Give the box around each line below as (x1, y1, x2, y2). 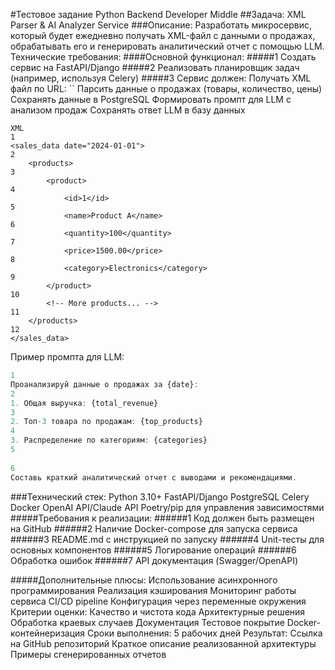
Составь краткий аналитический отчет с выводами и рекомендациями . (10, 472, 298, 483)
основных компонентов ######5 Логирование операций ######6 (10, 544, 297, 556)
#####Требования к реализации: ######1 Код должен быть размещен (10, 512, 315, 524)
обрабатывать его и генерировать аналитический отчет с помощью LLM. (10, 40, 325, 52)
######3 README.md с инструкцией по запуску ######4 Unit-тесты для (10, 533, 325, 545)
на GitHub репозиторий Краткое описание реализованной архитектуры (10, 637, 317, 649)
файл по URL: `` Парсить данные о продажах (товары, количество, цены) (10, 83, 323, 94)
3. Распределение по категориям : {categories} (10, 435, 208, 446)
